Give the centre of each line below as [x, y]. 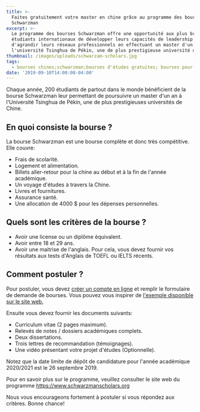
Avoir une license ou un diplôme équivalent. [68, 236]
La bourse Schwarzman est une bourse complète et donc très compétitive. [98, 142]
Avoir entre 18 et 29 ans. [44, 243]
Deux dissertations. [38, 337]
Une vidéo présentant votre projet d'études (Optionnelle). [85, 349]
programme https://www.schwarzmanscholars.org [68, 385]
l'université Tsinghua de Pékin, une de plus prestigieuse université [101, 51]
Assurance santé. [36, 198]
